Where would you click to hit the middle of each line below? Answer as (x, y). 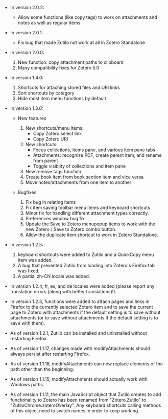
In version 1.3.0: (27, 108)
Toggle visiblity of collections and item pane (79, 166)
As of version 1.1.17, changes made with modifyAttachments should (80, 348)
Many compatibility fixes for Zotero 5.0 (58, 68)
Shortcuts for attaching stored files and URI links (69, 87)
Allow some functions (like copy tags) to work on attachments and (87, 17)
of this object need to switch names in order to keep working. (75, 411)
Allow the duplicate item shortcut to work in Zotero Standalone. (92, 235)
